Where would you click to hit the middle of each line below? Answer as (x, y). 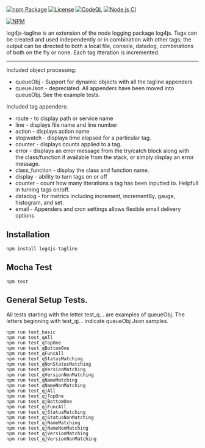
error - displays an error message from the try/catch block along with (102, 151)
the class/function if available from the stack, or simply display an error (104, 157)
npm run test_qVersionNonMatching (50, 375)
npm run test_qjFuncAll (37, 407)
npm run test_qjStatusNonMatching (50, 418)
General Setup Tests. (47, 300)
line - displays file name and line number (66, 125)
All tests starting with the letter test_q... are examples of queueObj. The (95, 315)
